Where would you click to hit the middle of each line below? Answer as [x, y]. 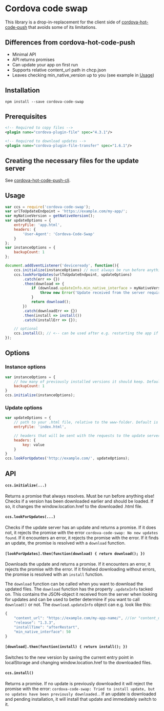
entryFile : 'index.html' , [40, 427]
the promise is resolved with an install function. [54, 574]
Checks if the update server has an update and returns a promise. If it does [81, 528]
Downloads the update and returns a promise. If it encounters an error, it [78, 564]
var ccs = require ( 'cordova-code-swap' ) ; [48, 207]
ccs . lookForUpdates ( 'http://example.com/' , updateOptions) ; [68, 458]
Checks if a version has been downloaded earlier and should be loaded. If [79, 501]
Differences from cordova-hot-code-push [70, 43]
